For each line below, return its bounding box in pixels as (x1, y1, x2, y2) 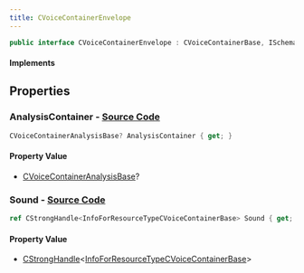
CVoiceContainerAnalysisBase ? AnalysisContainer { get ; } (9, 131, 233, 140)
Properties (9, 83, 71, 99)
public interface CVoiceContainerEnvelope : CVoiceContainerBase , (9, 38, 265, 47)
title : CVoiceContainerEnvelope (9, 13, 131, 23)
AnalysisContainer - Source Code (9, 110, 161, 123)
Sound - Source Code (9, 193, 106, 206)
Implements (9, 58, 56, 69)
